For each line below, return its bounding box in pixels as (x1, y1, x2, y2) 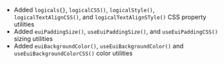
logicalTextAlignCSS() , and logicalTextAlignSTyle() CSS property (13, 13, 207, 21)
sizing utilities (13, 35, 53, 43)
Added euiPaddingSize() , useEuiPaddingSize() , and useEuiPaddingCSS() (13, 27, 218, 35)
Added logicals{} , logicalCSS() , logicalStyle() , (13, 6, 156, 14)
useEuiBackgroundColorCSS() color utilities (13, 49, 133, 57)
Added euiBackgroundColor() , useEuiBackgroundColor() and (13, 42, 184, 50)
